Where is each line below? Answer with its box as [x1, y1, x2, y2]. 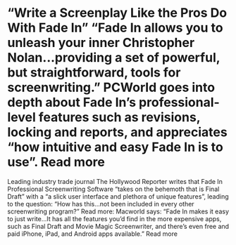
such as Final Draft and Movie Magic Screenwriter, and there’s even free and [7, 222, 230, 230]
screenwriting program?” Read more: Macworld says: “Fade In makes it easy [7, 207, 230, 216]
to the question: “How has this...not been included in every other [7, 199, 195, 208]
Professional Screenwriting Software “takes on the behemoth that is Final [7, 185, 220, 193]
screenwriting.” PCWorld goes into [7, 79, 216, 95]
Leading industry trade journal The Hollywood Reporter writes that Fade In [7, 177, 223, 185]
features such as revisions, [38, 110, 201, 126]
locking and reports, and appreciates [7, 124, 228, 140]
